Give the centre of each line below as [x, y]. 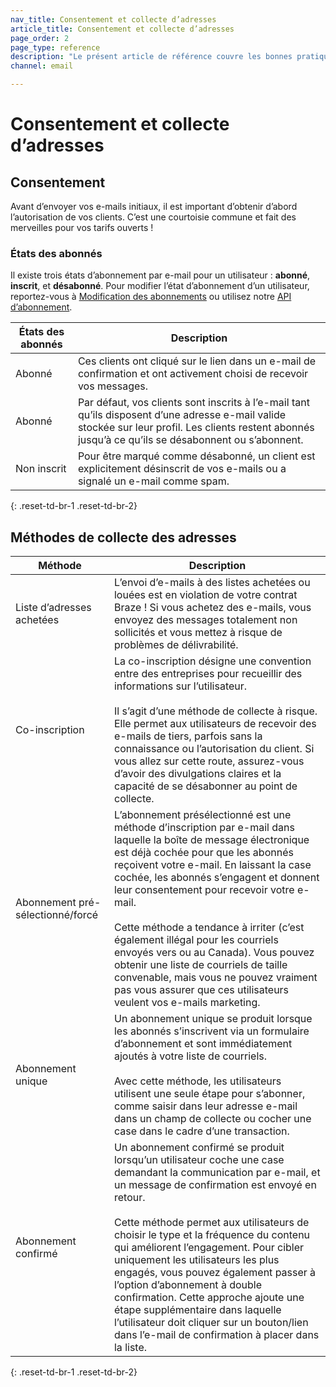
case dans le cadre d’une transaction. [201, 1131]
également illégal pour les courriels [196, 940]
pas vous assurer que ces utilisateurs [201, 990]
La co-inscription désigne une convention [212, 661]
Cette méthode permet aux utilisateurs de [211, 1223]
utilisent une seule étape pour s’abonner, [209, 1094]
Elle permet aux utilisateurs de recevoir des [215, 724]
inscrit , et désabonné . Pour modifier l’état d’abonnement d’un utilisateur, [160, 286]
